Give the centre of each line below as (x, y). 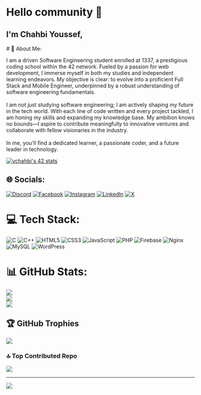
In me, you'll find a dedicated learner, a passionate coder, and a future (93, 143)
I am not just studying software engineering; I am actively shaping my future (100, 105)
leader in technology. (32, 149)
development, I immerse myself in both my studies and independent (90, 73)
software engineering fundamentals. (51, 92)
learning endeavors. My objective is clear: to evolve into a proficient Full (95, 79)
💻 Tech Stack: (43, 219)
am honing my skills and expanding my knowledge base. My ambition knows (100, 117)
